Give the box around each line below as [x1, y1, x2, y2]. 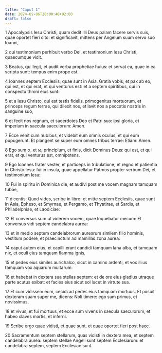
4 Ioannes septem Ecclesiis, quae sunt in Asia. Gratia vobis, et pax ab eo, [5, 78, 152, 84]
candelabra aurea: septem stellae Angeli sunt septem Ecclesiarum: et [5, 337, 144, 343]
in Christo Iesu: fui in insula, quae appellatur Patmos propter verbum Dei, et [5, 167, 156, 173]
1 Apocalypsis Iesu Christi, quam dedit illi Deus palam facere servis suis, [5, 30, 150, 35]
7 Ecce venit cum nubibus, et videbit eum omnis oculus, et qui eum [5, 132, 140, 139]
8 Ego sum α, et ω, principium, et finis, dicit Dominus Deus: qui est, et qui [5, 147, 152, 153]
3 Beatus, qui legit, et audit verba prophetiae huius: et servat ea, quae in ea [5, 64, 156, 70]
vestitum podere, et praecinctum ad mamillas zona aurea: [5, 235, 120, 241]
